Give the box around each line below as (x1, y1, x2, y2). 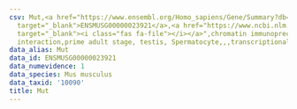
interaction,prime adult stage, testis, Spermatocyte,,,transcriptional (17, 37, 291, 47)
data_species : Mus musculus (9, 70, 113, 79)
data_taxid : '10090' (9, 78, 86, 87)
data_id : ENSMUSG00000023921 (9, 54, 117, 62)
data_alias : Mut (9, 46, 69, 54)
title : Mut (9, 86, 49, 95)
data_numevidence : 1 (9, 62, 86, 71)
